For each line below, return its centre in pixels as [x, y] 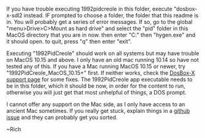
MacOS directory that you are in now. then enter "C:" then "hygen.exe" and [101, 35]
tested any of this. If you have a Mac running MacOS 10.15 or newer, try [96, 66]
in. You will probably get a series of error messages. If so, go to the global [99, 22]
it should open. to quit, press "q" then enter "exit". [69, 41]
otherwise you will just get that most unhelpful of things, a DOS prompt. [96, 92]
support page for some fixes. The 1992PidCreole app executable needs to [99, 79]
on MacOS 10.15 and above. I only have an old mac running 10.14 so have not [102, 60]
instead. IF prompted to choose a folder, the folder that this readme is [111, 15]
